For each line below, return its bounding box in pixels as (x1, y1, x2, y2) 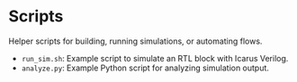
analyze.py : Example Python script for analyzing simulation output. (21, 62, 269, 73)
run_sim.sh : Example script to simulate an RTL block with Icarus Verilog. (21, 53, 289, 63)
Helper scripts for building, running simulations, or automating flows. (8, 36, 263, 46)
